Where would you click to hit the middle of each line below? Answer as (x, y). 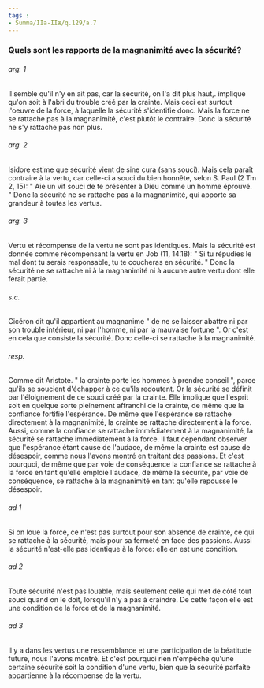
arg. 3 (18, 221)
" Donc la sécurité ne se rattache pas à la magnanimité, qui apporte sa (122, 195)
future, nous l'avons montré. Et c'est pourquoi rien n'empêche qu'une (121, 659)
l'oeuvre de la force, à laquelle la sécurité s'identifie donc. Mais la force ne (129, 110)
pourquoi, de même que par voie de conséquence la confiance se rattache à (132, 464)
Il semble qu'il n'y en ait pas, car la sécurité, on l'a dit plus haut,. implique (127, 93)
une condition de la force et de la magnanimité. (85, 608)
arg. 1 (17, 69)
